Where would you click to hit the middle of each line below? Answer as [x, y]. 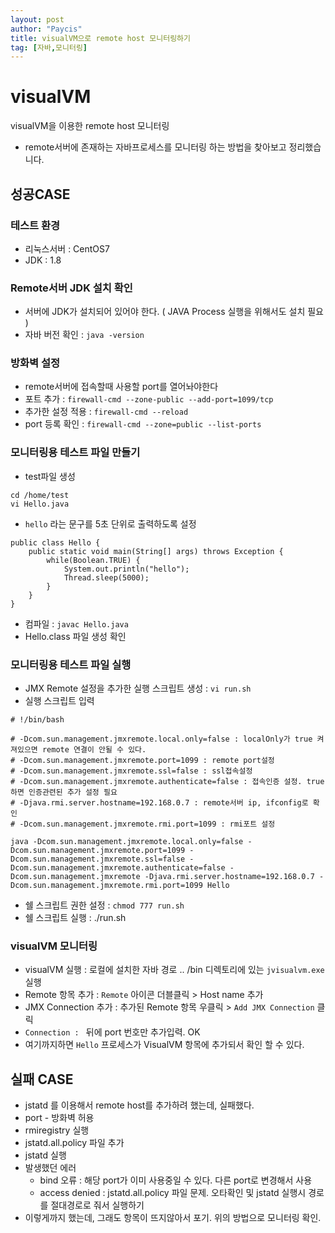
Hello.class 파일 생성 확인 [75, 636]
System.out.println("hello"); [126, 569]
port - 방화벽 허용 [59, 1118]
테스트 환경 [35, 225]
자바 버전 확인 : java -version [84, 335]
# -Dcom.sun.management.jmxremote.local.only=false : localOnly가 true [161, 739]
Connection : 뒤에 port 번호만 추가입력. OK [112, 1032]
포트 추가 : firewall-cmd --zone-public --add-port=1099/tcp [149, 399]
